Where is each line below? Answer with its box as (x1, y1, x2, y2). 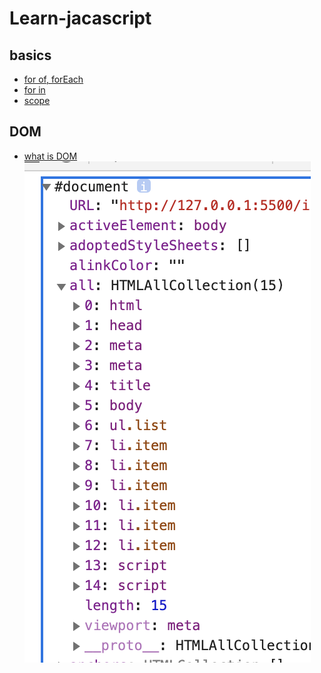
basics (9, 47, 52, 64)
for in (23, 84, 46, 96)
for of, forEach (23, 73, 84, 85)
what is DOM (23, 150, 78, 162)
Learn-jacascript (9, 7, 152, 30)
